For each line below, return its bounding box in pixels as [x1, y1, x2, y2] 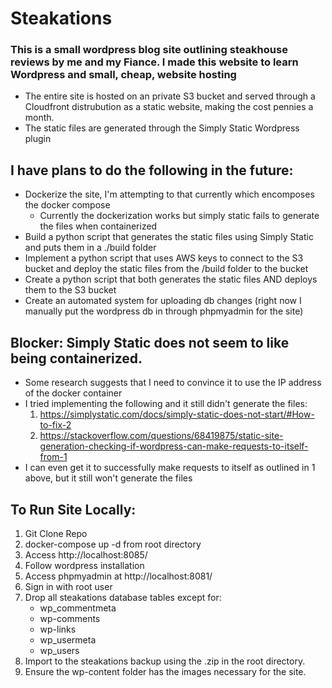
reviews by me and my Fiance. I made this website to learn [10, 55, 299, 69]
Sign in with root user [24, 580, 113, 592]
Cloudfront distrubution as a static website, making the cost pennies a [24, 101, 314, 113]
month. [24, 112, 55, 124]
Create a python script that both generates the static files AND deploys [24, 273, 318, 286]
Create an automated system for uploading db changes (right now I [24, 295, 302, 307]
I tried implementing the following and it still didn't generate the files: [24, 398, 308, 410]
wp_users [39, 644, 80, 656]
